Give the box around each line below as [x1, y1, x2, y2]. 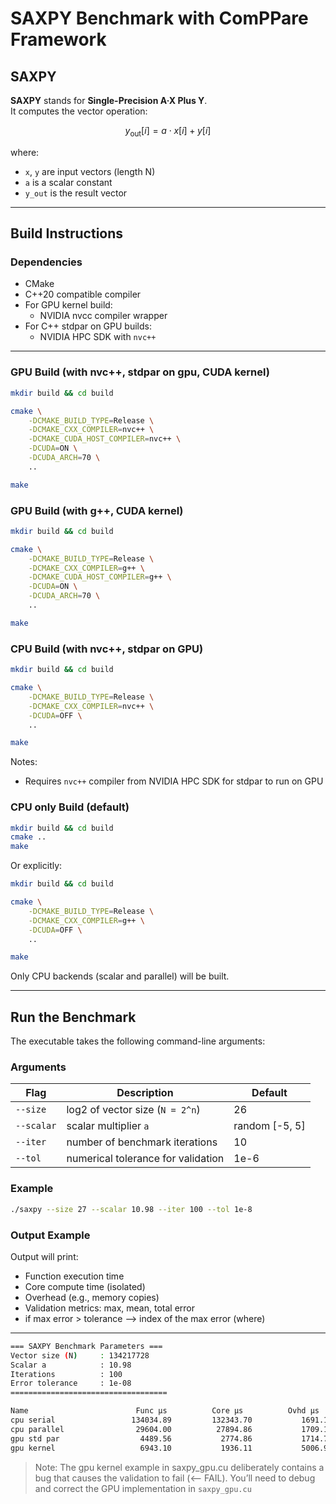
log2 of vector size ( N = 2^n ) [66, 1103, 201, 1117]
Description [116, 1086, 174, 1100]
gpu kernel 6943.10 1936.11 [10, 1443, 253, 1453]
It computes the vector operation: [10, 105, 148, 117]
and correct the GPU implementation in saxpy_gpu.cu [34, 1482, 252, 1494]
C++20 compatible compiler [24, 288, 142, 301]
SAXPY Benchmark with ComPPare [10, 7, 309, 30]
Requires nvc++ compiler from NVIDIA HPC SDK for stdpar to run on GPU [24, 775, 324, 787]
